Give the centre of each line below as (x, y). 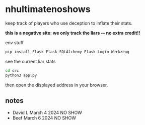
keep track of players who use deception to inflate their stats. (69, 23)
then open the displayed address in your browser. (57, 85)
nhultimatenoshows (48, 9)
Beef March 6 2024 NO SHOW (44, 118)
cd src (12, 71)
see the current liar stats (30, 61)
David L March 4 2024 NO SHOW (47, 113)
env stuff (15, 42)
